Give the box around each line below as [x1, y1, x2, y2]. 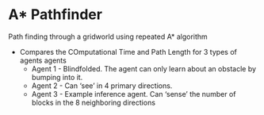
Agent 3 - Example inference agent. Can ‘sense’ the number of [31, 89, 236, 98]
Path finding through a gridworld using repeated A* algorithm [8, 32, 208, 41]
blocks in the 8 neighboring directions [31, 98, 156, 107]
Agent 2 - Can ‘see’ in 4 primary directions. [31, 81, 173, 90]
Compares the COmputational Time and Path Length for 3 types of [19, 47, 238, 56]
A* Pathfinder [8, 6, 103, 24]
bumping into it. [31, 72, 83, 82]
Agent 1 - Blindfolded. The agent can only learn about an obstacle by [31, 63, 256, 73]
